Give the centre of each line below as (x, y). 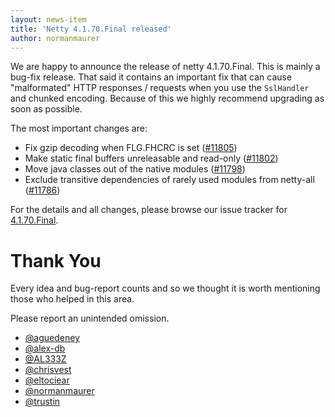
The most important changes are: (79, 128)
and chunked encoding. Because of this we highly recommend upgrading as (167, 98)
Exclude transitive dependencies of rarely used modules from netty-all (169, 180)
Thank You (56, 260)
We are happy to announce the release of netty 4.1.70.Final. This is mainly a (165, 67)
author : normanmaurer (55, 38)
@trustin (42, 402)
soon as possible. (46, 109)
